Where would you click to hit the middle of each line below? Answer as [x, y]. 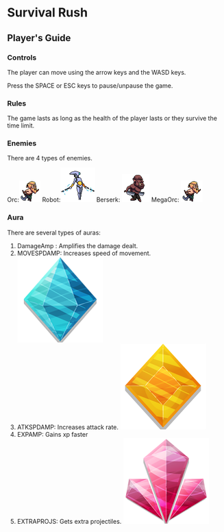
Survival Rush [47, 13]
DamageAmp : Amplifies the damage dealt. [77, 245]
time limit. [21, 125]
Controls [22, 58]
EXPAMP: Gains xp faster [52, 434]
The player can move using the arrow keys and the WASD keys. [97, 72]
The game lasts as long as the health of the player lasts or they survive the [112, 119]
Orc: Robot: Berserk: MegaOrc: [93, 199]
